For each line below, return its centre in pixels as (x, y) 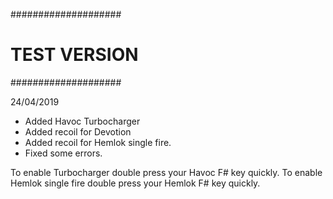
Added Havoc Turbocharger (82, 121)
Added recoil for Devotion (78, 131)
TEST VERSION (74, 55)
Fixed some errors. (63, 153)
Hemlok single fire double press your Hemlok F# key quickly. (135, 183)
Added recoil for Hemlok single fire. (98, 142)
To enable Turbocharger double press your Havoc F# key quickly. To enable (166, 172)
